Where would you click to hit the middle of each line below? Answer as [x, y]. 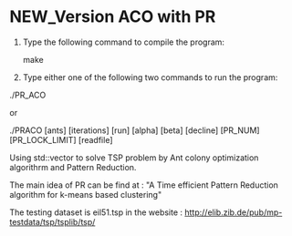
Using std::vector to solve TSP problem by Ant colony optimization [134, 158]
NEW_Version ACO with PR [113, 17]
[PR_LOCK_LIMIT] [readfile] [61, 139]
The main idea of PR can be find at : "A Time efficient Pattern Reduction [144, 185]
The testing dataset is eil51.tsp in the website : [96, 212]
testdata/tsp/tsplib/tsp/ [52, 221]
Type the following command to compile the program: [124, 42]
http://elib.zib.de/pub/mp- [234, 212]
